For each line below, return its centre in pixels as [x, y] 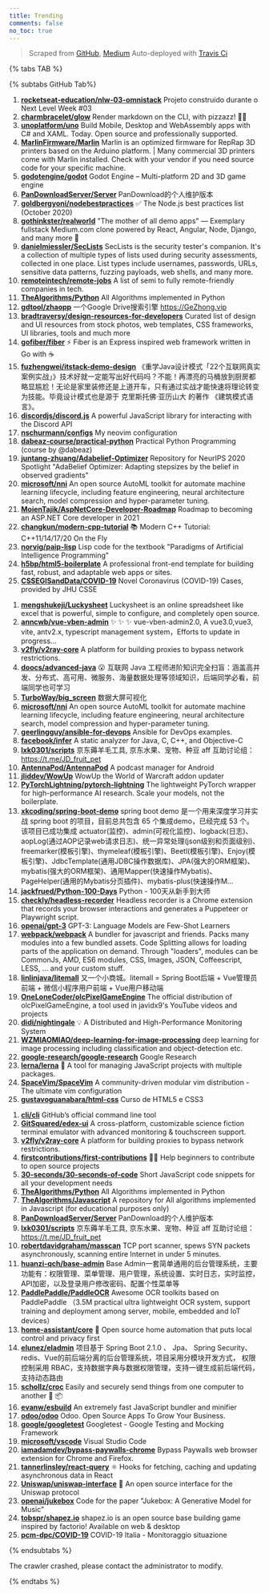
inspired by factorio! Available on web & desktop [100, 1527]
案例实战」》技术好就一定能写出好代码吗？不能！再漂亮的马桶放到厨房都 [138, 376]
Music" [32, 1510]
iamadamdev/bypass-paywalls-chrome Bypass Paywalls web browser [139, 1450]
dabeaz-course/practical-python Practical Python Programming [128, 441]
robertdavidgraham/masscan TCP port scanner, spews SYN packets [135, 1245]
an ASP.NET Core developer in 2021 [80, 518]
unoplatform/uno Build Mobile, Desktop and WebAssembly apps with [135, 126]
